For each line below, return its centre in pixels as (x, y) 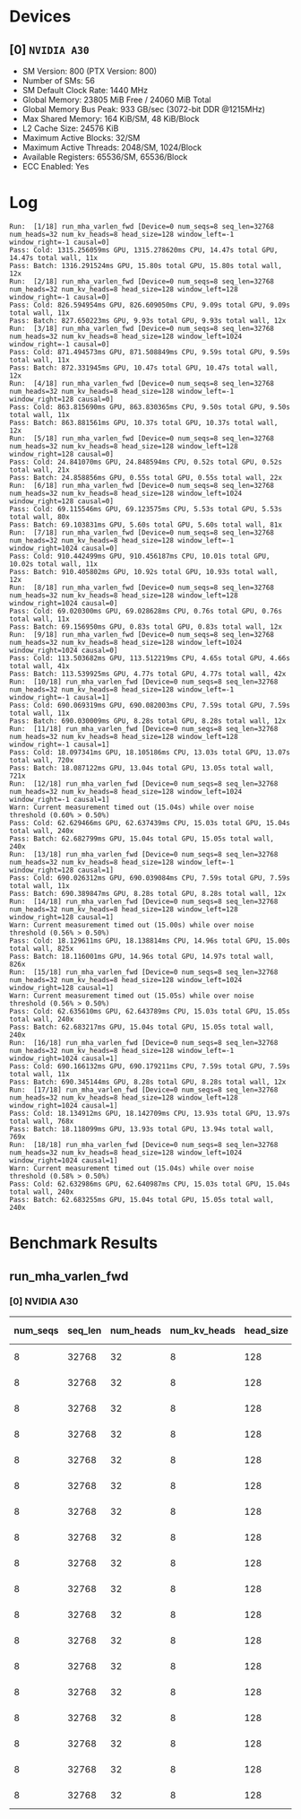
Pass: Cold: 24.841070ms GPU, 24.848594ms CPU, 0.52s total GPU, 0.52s (146, 462)
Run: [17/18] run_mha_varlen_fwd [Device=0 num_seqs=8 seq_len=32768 (144, 1090)
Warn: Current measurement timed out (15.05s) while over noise (132, 996)
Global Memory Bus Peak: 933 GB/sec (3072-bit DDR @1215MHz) (144, 109)
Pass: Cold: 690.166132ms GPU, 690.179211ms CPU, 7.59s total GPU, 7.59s (150, 1066)
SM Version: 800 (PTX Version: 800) (90, 71)
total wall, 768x (42, 1121)
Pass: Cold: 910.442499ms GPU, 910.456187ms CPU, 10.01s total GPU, (140, 556)
